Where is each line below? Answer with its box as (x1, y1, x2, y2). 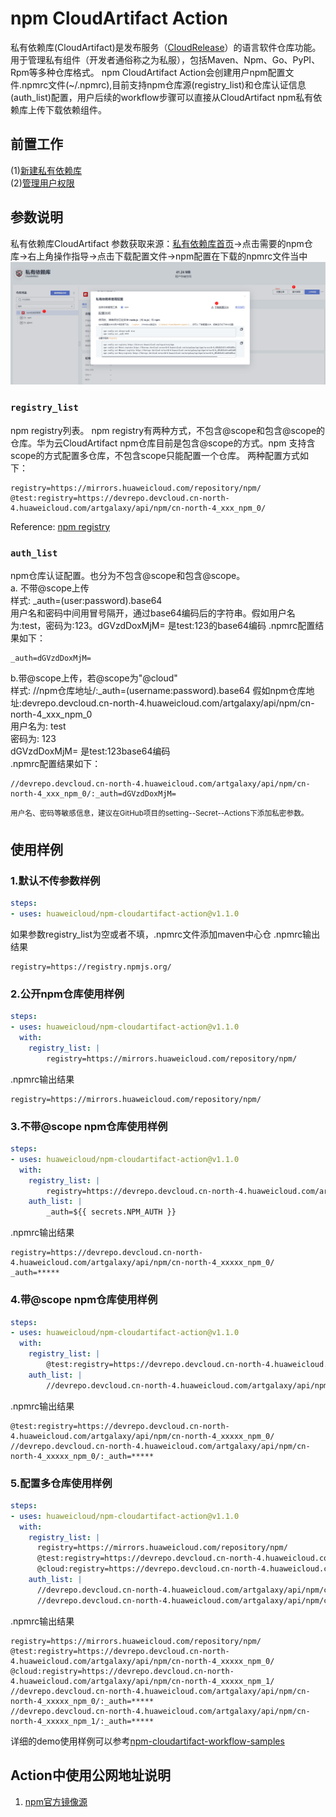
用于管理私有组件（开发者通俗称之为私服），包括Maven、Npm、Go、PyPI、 (10, 53, 321, 66)
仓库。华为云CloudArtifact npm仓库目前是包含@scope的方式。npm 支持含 (10, 437, 316, 449)
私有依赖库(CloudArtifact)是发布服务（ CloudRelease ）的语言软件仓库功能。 (10, 41, 322, 53)
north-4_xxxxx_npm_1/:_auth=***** (10, 1716, 155, 1726)
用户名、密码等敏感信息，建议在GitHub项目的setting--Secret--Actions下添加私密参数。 (10, 808, 309, 819)
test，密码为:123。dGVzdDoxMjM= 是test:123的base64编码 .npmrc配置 (21, 620, 316, 632)
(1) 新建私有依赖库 (10, 164, 82, 176)
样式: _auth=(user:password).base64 (10, 595, 163, 607)
